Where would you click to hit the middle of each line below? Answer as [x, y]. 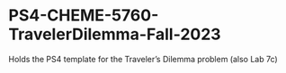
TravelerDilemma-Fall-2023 [115, 34]
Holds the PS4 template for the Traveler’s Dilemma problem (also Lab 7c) [143, 59]
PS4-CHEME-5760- [84, 16]
